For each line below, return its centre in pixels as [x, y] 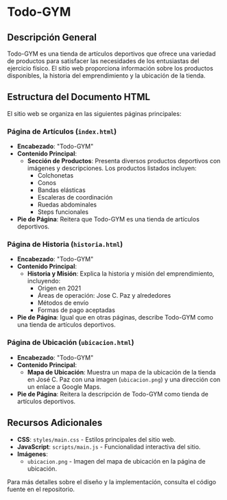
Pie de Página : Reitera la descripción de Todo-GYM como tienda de [113, 394]
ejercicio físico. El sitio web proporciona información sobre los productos [110, 68]
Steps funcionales [63, 212]
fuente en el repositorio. [41, 489]
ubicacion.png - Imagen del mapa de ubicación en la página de [116, 461]
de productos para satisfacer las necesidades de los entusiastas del [103, 61]
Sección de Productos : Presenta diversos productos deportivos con [124, 161]
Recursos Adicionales [55, 423]
